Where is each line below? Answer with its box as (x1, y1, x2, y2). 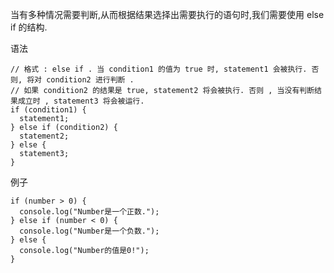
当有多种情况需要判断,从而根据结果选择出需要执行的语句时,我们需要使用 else (10, 9, 325, 20)
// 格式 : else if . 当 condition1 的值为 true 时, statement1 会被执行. (10, 64, 308, 74)
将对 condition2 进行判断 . (26, 75, 135, 85)
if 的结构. (10, 21, 48, 33)
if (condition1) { (10, 105, 87, 115)
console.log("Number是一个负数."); (19, 226, 160, 236)
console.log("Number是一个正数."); (19, 207, 160, 217)
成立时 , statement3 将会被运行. (17, 96, 145, 106)
